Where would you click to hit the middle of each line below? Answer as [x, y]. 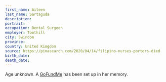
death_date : [17, 60]
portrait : [15, 23]
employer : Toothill [25, 33]
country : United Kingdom [31, 46]
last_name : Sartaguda [27, 14]
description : [19, 19]
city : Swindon [20, 38]
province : [15, 42]
